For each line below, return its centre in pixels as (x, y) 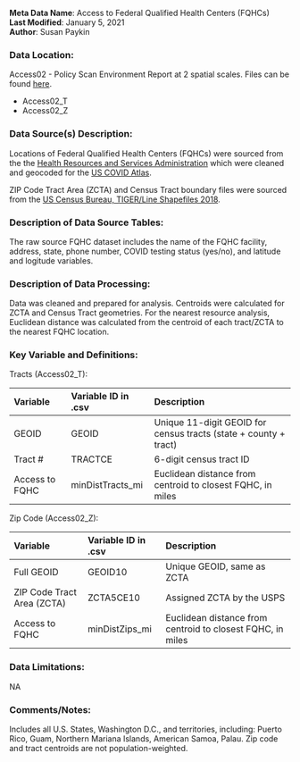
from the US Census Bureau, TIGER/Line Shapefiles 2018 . (115, 199)
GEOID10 (108, 573)
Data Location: (42, 54)
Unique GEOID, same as (216, 566)
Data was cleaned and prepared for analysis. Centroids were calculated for (147, 304)
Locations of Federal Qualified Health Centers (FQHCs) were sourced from (146, 153)
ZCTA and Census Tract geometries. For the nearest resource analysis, (140, 313)
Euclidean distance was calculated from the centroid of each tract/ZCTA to (146, 322)
